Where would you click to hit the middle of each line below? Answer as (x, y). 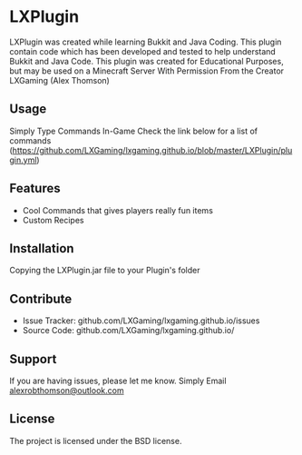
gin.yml (23, 160)
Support (33, 359)
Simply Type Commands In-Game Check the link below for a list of (134, 131)
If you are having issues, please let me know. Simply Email (118, 381)
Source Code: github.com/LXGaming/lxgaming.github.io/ (128, 331)
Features (35, 188)
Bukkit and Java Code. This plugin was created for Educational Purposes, (146, 61)
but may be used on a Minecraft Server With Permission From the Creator (146, 71)
